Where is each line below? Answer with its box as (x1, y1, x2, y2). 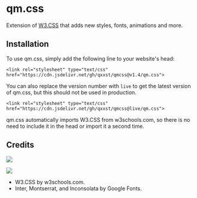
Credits (6, 140, 35, 150)
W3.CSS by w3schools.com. (14, 178, 85, 185)
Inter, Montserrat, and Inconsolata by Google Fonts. (14, 185, 142, 192)
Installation (6, 39, 49, 49)
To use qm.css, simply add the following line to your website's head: (6, 55, 175, 62)
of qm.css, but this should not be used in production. (6, 89, 137, 96)
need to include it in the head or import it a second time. (6, 122, 145, 130)
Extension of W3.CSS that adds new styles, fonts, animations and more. (6, 22, 183, 29)
